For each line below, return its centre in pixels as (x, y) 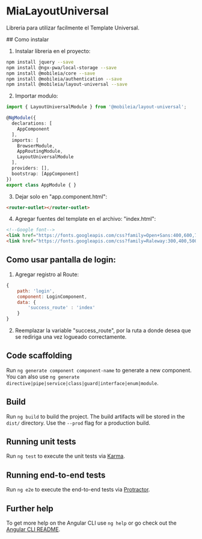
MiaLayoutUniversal (58, 11)
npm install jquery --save (40, 62)
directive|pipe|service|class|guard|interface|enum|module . (82, 383)
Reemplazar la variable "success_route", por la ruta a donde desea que (103, 330)
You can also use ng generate (43, 377)
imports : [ (25, 140)
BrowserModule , (36, 146)
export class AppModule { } (41, 185)
